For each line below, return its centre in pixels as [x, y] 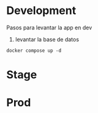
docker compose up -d [34, 50]
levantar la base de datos [47, 39]
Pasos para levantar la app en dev [49, 27]
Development [41, 11]
